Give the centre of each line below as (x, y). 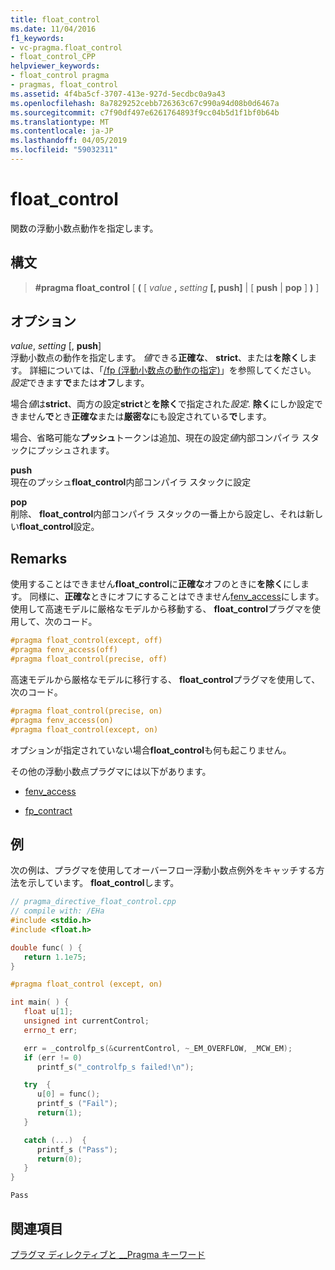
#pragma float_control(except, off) (86, 641)
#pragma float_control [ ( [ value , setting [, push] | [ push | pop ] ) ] (177, 287)
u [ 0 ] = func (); (68, 1094)
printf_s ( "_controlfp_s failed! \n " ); (115, 1067)
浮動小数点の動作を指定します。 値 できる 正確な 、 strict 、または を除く (155, 358)
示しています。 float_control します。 (103, 883)
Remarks (39, 558)
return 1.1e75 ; (55, 957)
